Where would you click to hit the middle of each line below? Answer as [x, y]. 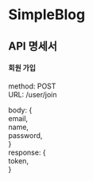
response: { [27, 152]
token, [19, 160]
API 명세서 [33, 46]
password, [25, 135]
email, [18, 118]
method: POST [32, 86]
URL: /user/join [33, 94]
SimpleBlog [47, 15]
